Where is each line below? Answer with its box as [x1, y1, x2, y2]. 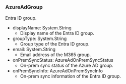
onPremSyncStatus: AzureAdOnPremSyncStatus [12, 57, 113, 63]
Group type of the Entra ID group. [20, 41, 90, 47]
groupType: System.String [12, 35, 67, 41]
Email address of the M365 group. [20, 52, 91, 58]
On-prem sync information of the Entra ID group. [20, 73, 121, 79]
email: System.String [12, 47, 56, 53]
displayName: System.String [12, 25, 72, 31]
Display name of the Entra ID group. [20, 30, 94, 36]
